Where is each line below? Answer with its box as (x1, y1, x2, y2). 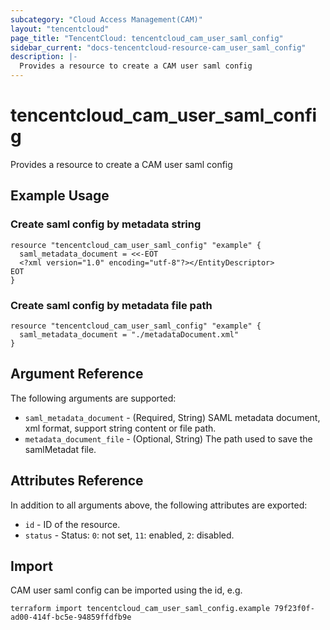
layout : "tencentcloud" (10, 24, 110, 34)
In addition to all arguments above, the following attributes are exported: (10, 499, 308, 511)
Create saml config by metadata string (10, 217, 202, 231)
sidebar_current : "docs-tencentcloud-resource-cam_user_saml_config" (10, 42, 307, 53)
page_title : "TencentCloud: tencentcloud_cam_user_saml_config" (10, 33, 284, 43)
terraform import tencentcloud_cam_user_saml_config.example (10, 604, 271, 614)
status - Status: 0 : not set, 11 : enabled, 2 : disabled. (24, 529, 235, 541)
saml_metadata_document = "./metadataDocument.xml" (19, 329, 240, 340)
